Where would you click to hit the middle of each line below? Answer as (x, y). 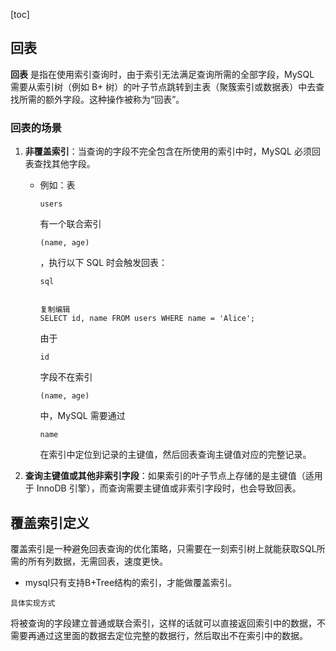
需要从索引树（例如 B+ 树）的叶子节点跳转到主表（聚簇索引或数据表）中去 (163, 86)
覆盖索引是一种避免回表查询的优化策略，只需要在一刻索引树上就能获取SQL (163, 548)
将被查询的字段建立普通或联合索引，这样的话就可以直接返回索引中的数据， (163, 623)
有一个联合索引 (70, 224)
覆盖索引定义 (50, 522)
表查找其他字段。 (60, 164)
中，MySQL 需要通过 (82, 416)
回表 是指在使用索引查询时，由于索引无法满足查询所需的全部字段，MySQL (162, 74)
